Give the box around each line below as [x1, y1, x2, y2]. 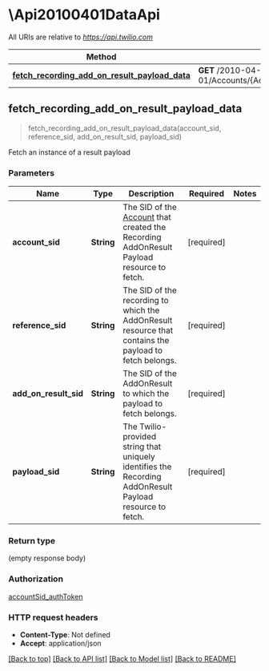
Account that [122, 212, 171, 223]
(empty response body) [8, 553, 86, 563]
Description [128, 188, 175, 200]
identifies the [122, 461, 172, 472]
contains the [122, 335, 170, 346]
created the [122, 222, 167, 233]
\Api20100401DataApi [8, 6, 160, 24]
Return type [8, 535, 56, 546]
